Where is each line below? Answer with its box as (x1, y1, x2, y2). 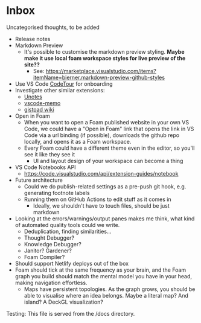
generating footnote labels (24, 189, 90, 196)
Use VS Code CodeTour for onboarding (14, 80, 113, 88)
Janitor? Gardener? (24, 247, 72, 254)
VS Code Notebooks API (14, 164, 76, 171)
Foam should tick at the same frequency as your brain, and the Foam (14, 266, 187, 273)
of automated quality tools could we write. (14, 221, 120, 228)
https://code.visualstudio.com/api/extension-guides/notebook (24, 170, 179, 177)
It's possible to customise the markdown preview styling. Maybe (24, 48, 185, 55)
